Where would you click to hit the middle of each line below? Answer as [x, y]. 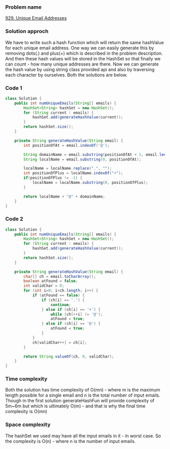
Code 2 [14, 219]
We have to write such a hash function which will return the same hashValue [85, 42]
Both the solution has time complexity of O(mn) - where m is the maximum [83, 390]
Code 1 [14, 88]
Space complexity [28, 425]
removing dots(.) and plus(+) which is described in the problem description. [84, 53]
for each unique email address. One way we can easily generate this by [80, 48]
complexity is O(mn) [26, 411]
